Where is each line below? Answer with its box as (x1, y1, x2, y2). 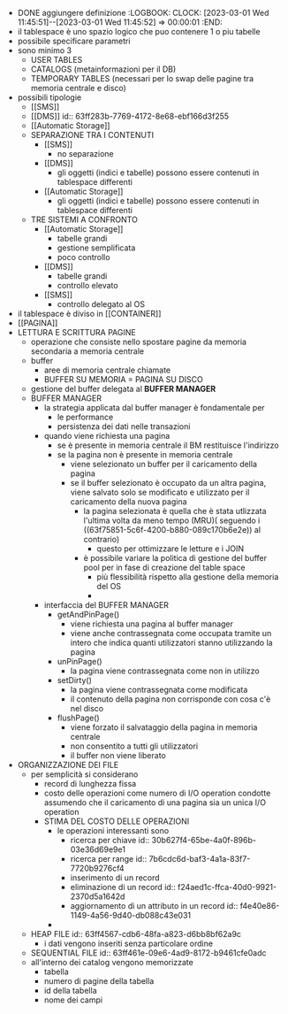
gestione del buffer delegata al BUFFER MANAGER (30, 384, 216, 394)
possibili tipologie (17, 92, 82, 103)
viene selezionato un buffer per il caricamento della (70, 459, 258, 469)
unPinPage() (57, 657, 103, 666)
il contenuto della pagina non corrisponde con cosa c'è (70, 694, 271, 704)
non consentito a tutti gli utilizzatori (70, 741, 199, 751)
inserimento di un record (70, 872, 161, 883)
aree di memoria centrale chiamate (43, 365, 171, 375)
